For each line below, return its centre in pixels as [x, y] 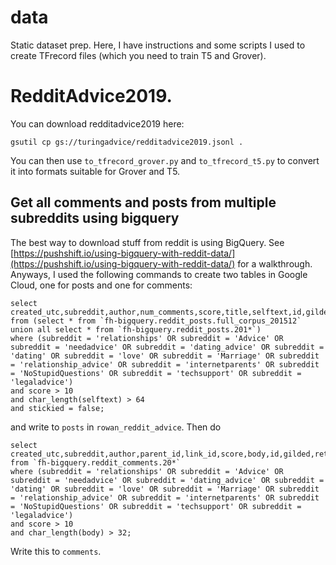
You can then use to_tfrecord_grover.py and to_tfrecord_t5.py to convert [165, 160]
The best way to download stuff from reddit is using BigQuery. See [147, 242]
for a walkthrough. [275, 263]
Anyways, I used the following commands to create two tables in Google [159, 274]
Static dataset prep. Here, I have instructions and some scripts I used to [158, 45]
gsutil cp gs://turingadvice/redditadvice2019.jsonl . [127, 142]
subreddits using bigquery [95, 218]
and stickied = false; [57, 408]
